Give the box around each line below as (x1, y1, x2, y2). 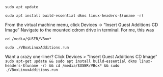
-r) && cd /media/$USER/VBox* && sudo (40, 63, 120, 68)
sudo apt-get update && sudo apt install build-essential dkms (5, 59, 137, 64)
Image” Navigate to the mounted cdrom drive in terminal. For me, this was (5, 27, 155, 33)
